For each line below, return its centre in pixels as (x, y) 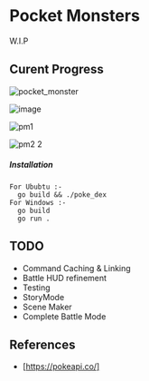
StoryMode (43, 297)
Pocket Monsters (74, 16)
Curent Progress (56, 69)
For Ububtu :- (36, 187)
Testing (37, 288)
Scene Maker (47, 307)
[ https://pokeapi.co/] (61, 366)
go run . (34, 219)
